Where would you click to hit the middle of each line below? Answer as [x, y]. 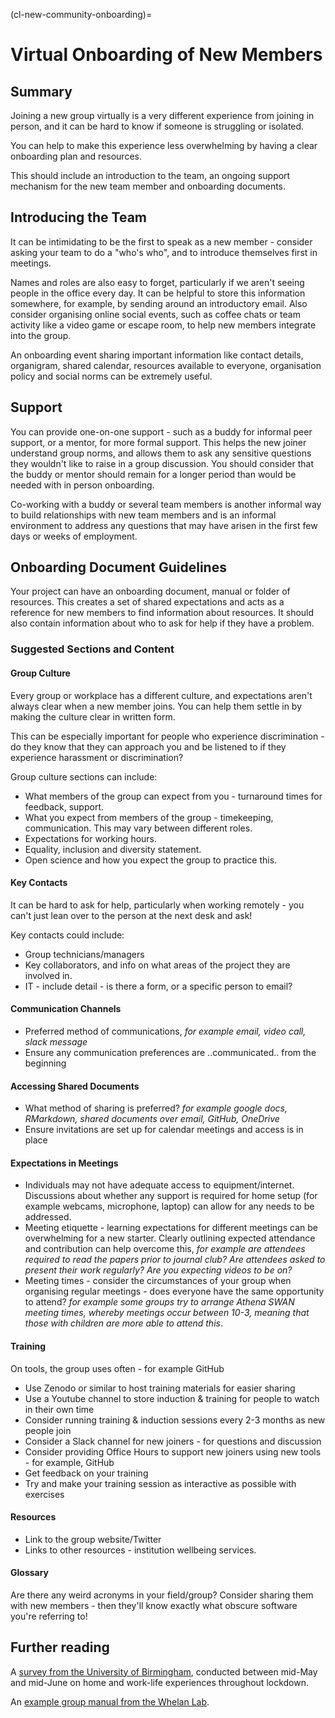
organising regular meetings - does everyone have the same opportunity [174, 1291]
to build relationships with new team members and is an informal [143, 515]
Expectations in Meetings [64, 1163]
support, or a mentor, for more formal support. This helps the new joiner [158, 442]
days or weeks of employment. [74, 536]
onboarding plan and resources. [76, 156]
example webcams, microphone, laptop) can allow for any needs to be [169, 1206]
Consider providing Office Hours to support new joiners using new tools [173, 1451]
